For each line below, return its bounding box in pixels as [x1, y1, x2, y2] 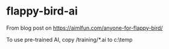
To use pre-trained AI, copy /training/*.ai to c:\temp [6, 36, 133, 43]
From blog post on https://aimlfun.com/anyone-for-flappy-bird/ [6, 24, 163, 31]
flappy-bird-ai [6, 4, 78, 18]
